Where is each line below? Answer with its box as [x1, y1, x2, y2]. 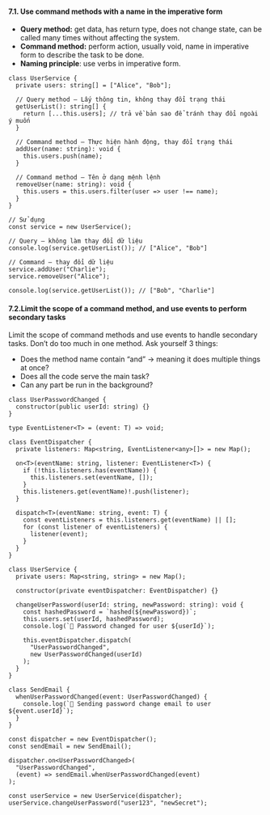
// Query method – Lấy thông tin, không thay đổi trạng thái [15, 95, 226, 104]
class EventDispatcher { [8, 438, 92, 446]
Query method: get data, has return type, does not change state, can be [19, 24, 263, 34]
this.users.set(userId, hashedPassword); [23, 615, 164, 623]
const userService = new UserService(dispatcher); [8, 792, 183, 800]
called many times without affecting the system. [19, 33, 180, 43]
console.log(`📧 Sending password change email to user [23, 700, 212, 708]
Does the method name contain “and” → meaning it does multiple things [19, 354, 261, 364]
